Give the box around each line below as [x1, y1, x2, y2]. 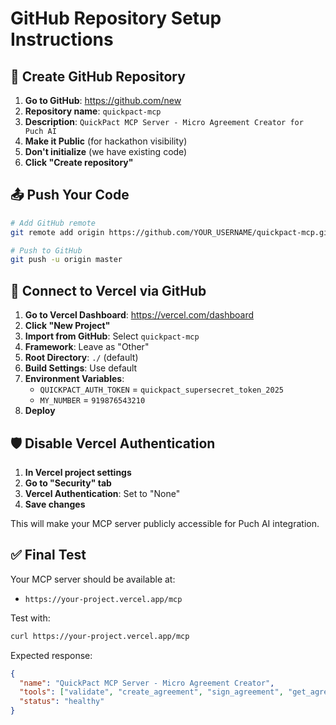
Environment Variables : [24, 373, 125, 385]
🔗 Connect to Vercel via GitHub [10, 282, 207, 299]
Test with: [10, 612, 51, 624]
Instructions [10, 28, 114, 51]
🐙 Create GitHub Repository [10, 68, 186, 85]
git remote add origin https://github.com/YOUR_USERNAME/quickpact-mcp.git [10, 227, 333, 237]
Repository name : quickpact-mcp [24, 105, 162, 117]
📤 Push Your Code [10, 187, 130, 204]
